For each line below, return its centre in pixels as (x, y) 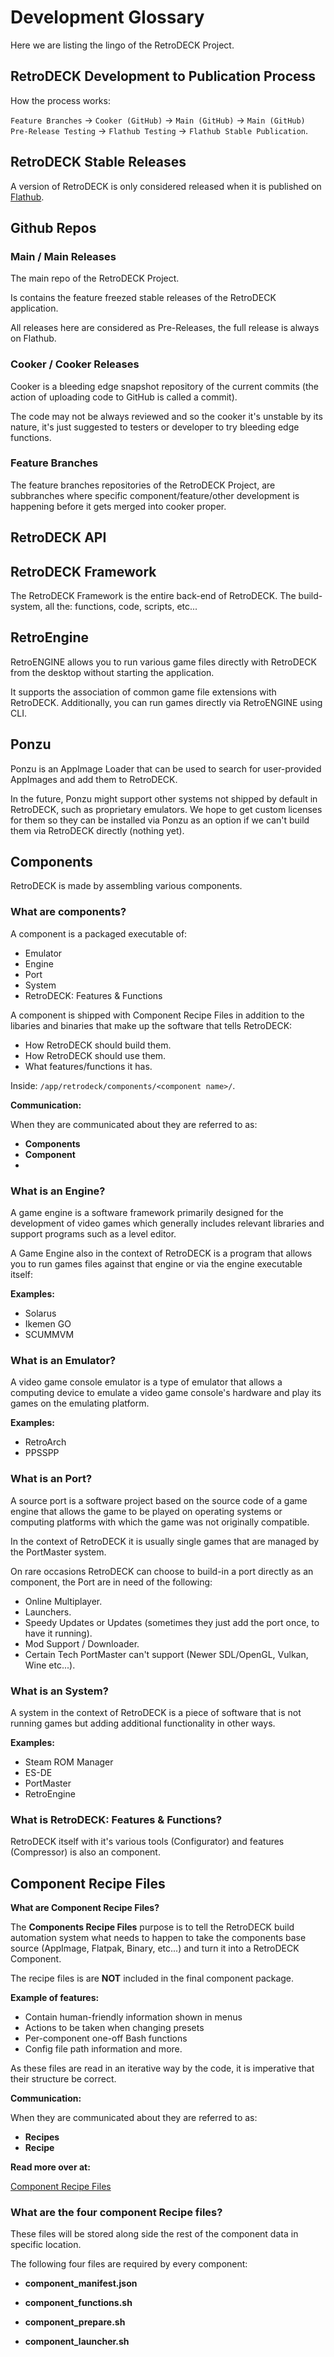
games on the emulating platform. (80, 1403)
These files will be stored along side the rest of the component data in (154, 2234)
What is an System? (59, 1691)
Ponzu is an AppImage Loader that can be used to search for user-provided (166, 768)
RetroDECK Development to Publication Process (163, 76)
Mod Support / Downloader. (82, 1643)
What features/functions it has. (88, 1066)
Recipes (42, 2137)
